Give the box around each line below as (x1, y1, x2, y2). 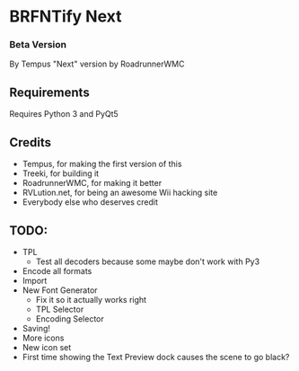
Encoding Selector (35, 313, 105, 324)
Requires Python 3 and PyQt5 (9, 109, 119, 119)
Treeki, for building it (22, 168, 100, 179)
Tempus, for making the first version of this (22, 159, 182, 170)
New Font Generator (22, 285, 98, 296)
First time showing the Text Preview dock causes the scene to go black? (22, 351, 290, 362)
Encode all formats (22, 265, 92, 276)
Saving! (22, 322, 51, 333)
